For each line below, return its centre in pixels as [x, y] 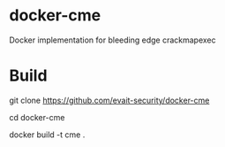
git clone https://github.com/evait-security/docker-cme [109, 100]
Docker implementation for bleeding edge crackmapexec [112, 40]
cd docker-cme [37, 117]
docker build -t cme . [47, 135]
